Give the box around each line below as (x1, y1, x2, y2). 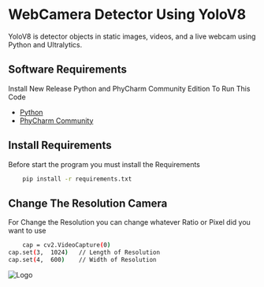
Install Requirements (8, 139, 112, 152)
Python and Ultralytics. (8, 39, 83, 49)
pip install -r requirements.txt (22, 175, 132, 183)
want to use (8, 226, 46, 236)
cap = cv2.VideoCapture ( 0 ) (22, 241, 111, 249)
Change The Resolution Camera (8, 196, 168, 210)
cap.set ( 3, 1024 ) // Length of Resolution (8, 248, 160, 257)
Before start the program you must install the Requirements (8, 159, 201, 169)
